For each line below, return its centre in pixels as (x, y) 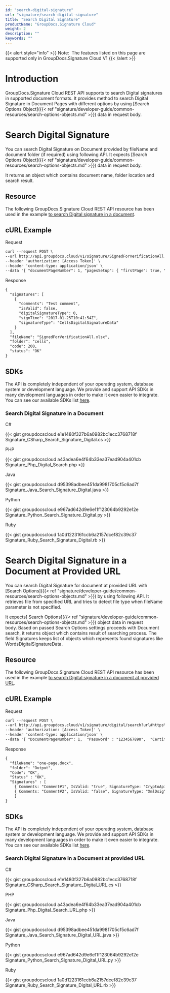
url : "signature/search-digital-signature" (52, 15)
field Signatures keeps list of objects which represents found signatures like (84, 638)
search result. (19, 180)
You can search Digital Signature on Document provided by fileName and (81, 149)
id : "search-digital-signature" (39, 10)
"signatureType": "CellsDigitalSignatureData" (69, 323)
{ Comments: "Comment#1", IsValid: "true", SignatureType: (78, 787)
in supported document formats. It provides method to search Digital (77, 98)
